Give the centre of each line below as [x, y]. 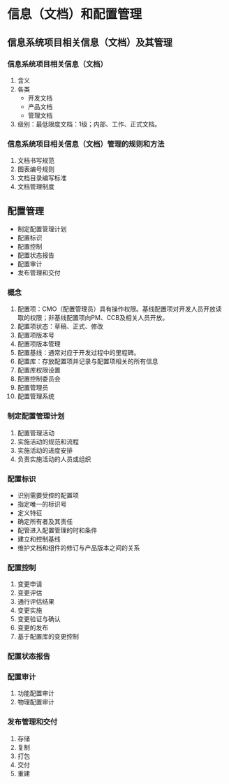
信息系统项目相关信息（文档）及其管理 [90, 42]
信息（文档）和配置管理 [75, 14]
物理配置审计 [36, 702]
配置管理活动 [36, 433]
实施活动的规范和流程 [48, 442]
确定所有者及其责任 [45, 521]
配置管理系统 [36, 396]
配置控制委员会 [39, 379]
